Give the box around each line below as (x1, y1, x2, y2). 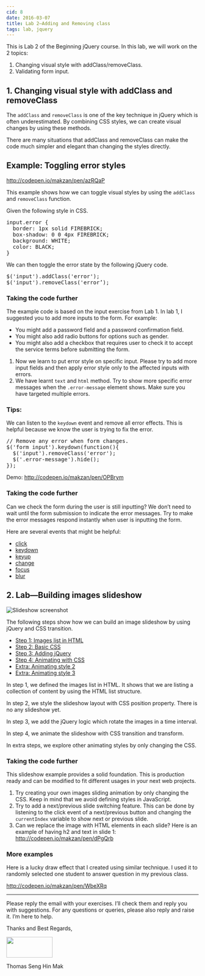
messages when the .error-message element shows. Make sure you (15, 384, 185, 391)
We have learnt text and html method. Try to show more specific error (15, 377, 192, 385)
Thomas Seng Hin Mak (6, 963, 64, 970)
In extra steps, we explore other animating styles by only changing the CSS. (6, 741, 197, 749)
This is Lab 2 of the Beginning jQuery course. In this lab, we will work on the (6, 43, 197, 50)
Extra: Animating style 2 (15, 662, 76, 670)
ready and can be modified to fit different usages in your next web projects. (6, 777, 196, 784)
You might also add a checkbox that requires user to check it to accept (15, 339, 193, 347)
